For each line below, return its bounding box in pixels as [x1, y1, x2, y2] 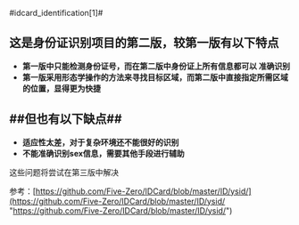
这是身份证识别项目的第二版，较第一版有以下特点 [9, 36, 279, 51]
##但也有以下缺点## [9, 111, 122, 127]
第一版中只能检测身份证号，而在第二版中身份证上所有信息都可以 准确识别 [21, 60, 291, 71]
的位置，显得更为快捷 [21, 83, 101, 93]
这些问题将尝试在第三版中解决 [9, 166, 119, 177]
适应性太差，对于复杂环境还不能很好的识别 [21, 137, 179, 148]
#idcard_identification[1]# [9, 8, 104, 18]
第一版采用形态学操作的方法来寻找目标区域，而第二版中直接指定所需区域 [21, 71, 288, 83]
